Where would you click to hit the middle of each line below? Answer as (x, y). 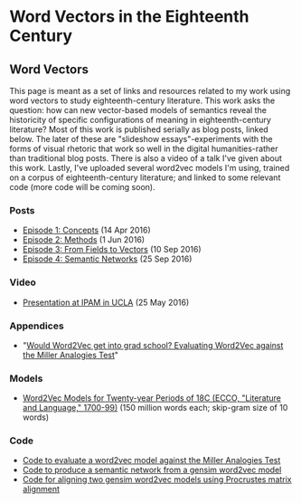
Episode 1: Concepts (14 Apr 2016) (86, 230)
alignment (41, 489)
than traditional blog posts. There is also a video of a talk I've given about (146, 158)
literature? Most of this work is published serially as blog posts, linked (139, 129)
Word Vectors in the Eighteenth (130, 17)
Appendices (37, 326)
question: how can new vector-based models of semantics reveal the (138, 110)
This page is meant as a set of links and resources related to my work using (150, 91)
